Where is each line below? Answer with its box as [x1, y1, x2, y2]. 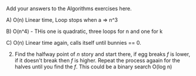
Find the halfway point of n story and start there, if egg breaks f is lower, [14, 51, 190, 58]
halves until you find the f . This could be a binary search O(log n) [14, 63, 172, 70]
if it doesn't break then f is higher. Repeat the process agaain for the [14, 57, 181, 64]
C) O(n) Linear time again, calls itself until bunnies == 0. [6, 39, 141, 46]
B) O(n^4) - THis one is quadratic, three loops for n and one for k [6, 28, 163, 35]
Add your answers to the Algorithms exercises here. [6, 5, 132, 12]
